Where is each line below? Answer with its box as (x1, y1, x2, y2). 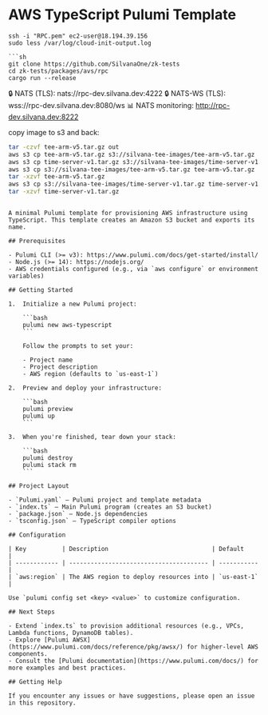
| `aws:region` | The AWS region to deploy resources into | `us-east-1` (8, 573, 259, 581)
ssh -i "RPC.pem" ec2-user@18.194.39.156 (8, 32, 148, 40)
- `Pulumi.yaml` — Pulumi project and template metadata (8, 496, 202, 505)
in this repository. (8, 699, 77, 707)
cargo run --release (8, 74, 77, 82)
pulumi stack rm (22, 461, 77, 469)
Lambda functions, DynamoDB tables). (8, 629, 134, 637)
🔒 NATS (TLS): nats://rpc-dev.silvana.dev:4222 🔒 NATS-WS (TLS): (8, 88, 226, 98)
